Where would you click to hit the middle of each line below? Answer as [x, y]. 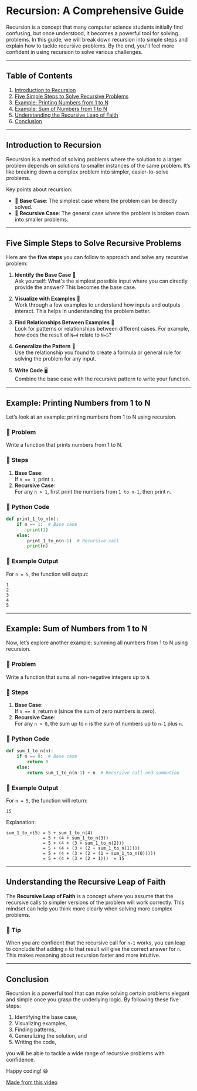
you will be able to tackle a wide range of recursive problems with [86, 1053]
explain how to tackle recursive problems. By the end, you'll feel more [90, 46]
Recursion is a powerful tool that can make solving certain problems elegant [98, 993]
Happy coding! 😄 [27, 1070]
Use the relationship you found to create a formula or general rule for [98, 352]
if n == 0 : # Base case [47, 757]
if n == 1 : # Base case [47, 524]
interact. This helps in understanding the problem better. [83, 311]
